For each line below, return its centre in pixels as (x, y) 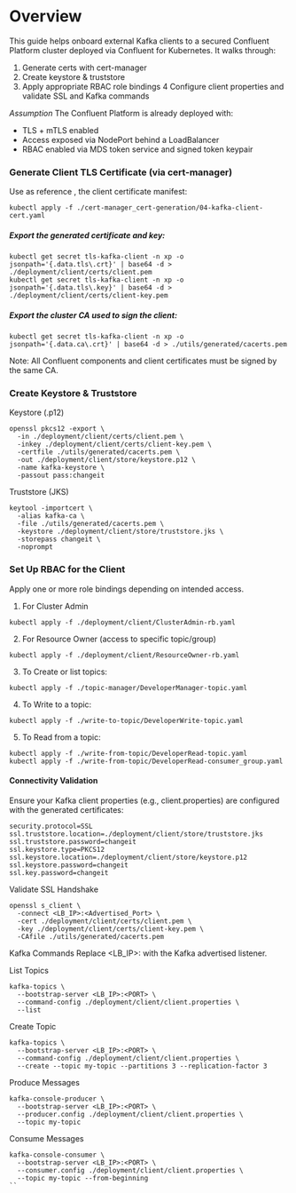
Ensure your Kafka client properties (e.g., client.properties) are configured (144, 800)
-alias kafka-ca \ (51, 516)
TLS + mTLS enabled (60, 130)
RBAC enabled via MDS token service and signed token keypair (137, 149)
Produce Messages (44, 1082)
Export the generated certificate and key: (87, 235)
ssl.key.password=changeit (59, 872)
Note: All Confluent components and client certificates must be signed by (143, 361)
